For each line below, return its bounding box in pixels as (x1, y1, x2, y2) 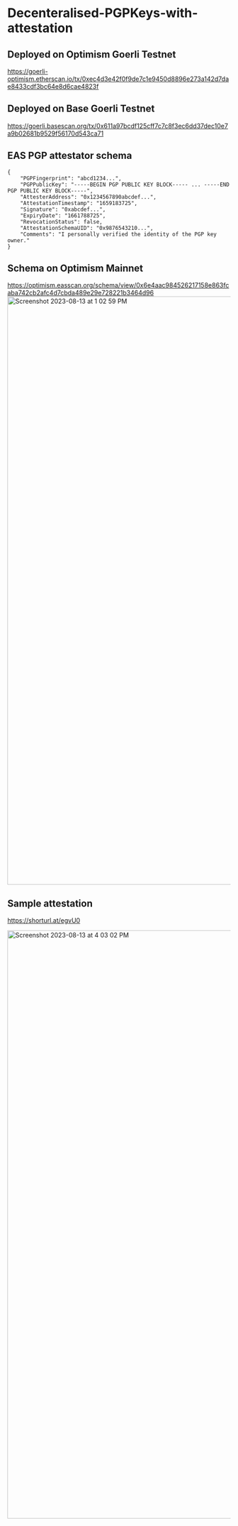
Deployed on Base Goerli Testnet (7, 103, 155, 115)
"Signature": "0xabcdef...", (20, 206, 106, 213)
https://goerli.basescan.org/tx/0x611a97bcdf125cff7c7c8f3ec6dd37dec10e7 (7, 121, 229, 130)
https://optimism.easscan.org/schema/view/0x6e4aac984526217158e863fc (7, 281, 229, 290)
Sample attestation (7, 897, 93, 909)
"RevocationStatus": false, (20, 218, 103, 225)
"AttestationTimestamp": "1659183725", (20, 199, 138, 207)
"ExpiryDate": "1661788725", (20, 212, 106, 219)
